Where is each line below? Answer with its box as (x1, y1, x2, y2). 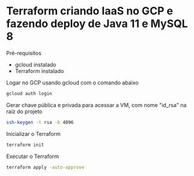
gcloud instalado (14, 61, 56, 68)
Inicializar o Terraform (6, 130, 61, 137)
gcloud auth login (6, 90, 52, 96)
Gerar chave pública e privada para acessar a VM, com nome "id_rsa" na (6, 101, 187, 108)
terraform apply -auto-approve (6, 164, 85, 170)
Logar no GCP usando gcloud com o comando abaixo (6, 79, 139, 86)
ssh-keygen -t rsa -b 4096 (6, 119, 74, 125)
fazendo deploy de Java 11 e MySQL (6, 17, 188, 31)
